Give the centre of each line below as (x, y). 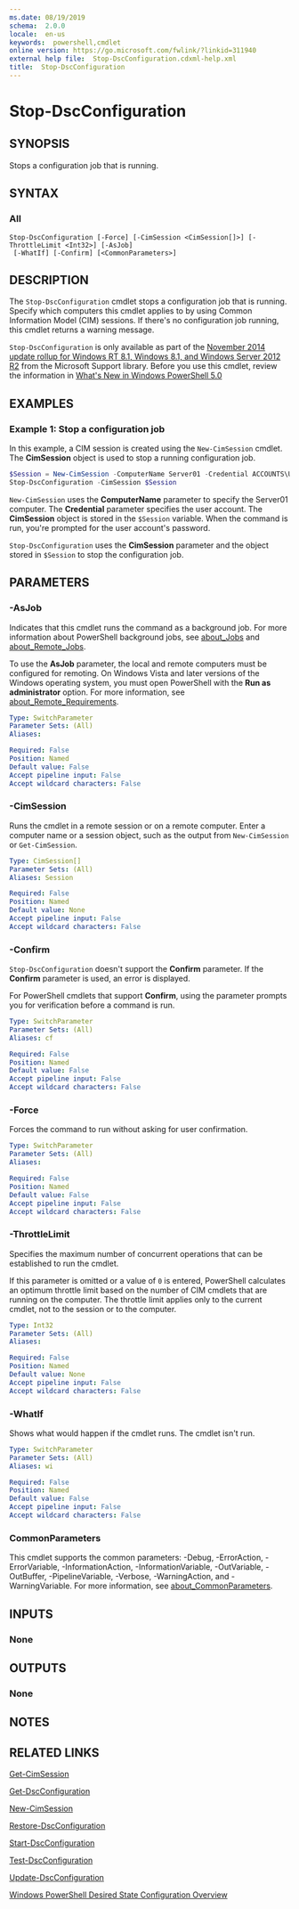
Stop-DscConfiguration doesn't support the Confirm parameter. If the (137, 969)
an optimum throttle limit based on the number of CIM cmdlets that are (138, 1290)
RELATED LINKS (54, 1753)
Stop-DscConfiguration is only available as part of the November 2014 (137, 347)
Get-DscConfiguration (50, 1791)
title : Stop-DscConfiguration (67, 68)
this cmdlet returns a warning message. (82, 330)
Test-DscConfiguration (51, 1860)
